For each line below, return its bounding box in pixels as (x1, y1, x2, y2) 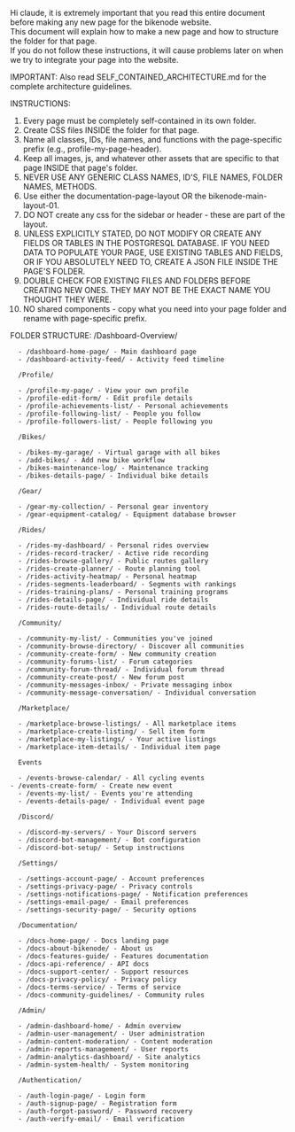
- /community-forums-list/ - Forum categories (18, 657, 193, 666)
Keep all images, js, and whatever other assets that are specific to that (22, 153, 280, 163)
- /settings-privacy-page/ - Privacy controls (18, 882, 193, 891)
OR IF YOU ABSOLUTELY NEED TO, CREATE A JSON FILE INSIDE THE (22, 257, 278, 267)
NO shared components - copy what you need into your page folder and (22, 304, 287, 314)
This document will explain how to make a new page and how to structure (10, 27, 279, 36)
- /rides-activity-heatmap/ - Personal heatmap (18, 572, 198, 581)
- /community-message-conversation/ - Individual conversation (18, 688, 256, 697)
